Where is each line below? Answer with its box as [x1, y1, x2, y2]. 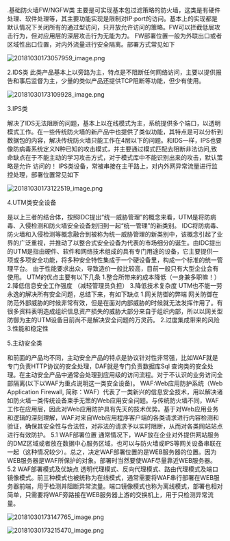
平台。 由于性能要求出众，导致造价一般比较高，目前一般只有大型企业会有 [12, 265, 219, 272]
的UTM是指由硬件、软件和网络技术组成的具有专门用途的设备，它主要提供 [7, 248, 214, 255]
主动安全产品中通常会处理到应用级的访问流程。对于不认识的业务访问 [25, 371, 217, 378]
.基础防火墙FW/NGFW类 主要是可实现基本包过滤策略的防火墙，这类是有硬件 [7, 6, 221, 14]
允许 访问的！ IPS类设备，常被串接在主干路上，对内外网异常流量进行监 [18, 162, 218, 170]
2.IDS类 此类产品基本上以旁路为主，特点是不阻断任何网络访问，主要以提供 [7, 68, 216, 76]
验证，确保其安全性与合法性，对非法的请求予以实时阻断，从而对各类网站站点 [7, 422, 223, 430]
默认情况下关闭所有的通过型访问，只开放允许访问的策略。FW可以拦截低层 [7, 23, 215, 31]
